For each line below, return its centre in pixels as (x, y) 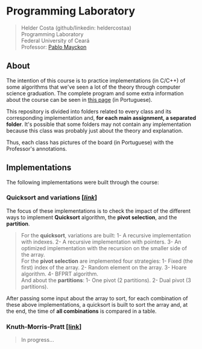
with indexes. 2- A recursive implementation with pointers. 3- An (101, 242)
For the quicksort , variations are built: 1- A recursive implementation (106, 235)
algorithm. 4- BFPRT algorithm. (59, 274)
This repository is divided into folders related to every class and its (89, 111)
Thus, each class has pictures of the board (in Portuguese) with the (90, 142)
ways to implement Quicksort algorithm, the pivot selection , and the (92, 217)
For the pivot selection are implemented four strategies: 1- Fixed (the (107, 261)
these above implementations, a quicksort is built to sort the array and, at (97, 304)
